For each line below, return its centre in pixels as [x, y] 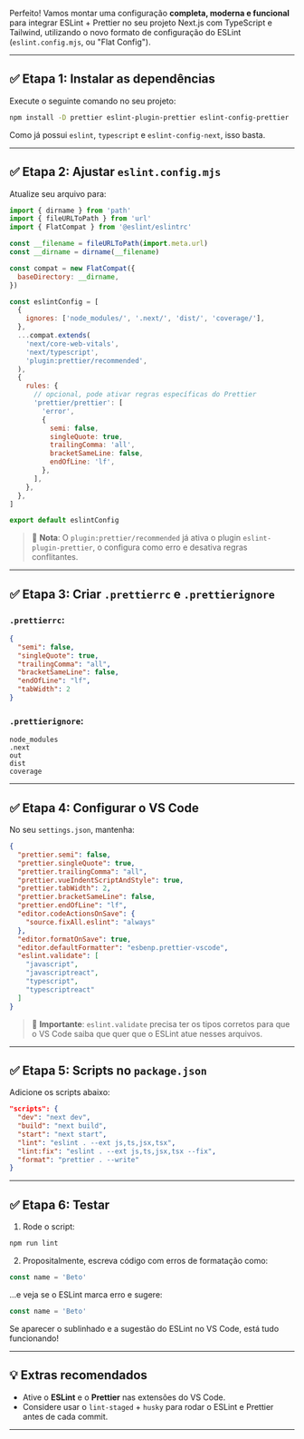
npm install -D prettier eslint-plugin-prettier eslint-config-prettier [149, 117]
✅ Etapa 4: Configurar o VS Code [104, 808]
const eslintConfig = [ [54, 302]
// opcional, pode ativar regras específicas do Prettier [145, 395]
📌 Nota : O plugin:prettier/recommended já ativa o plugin [136, 538]
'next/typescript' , [62, 352]
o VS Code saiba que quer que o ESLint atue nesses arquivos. [147, 1033]
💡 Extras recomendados [78, 1375]
